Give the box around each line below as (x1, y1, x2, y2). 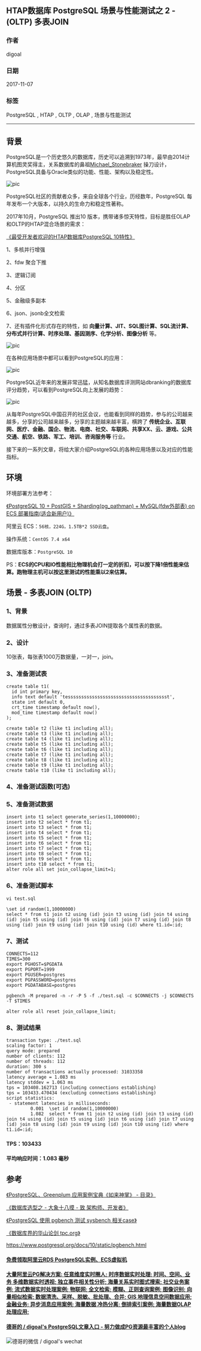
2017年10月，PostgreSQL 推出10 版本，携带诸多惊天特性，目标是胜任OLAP (6, 213, 190, 220)
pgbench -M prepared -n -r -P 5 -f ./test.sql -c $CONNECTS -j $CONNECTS (6, 993, 194, 999)
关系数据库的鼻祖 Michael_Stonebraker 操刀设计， (47, 161, 170, 168)
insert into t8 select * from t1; (6, 851, 93, 857)
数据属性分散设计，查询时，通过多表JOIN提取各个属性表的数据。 (6, 622, 166, 629)
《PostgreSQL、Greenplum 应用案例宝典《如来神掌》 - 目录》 (6, 1191, 156, 1199)
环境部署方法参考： (6, 490, 54, 497)
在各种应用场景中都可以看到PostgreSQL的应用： (6, 355, 125, 362)
